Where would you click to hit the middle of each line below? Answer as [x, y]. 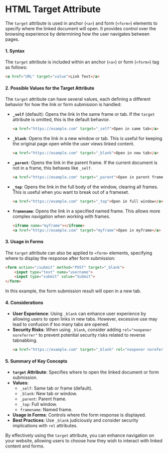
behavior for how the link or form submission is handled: [63, 105]
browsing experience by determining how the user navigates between [77, 34]
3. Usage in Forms [24, 242]
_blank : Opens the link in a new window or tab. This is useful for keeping [87, 138]
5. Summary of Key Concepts [36, 361]
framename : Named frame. [46, 410]
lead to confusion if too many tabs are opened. [61, 324]
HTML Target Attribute [53, 9]
